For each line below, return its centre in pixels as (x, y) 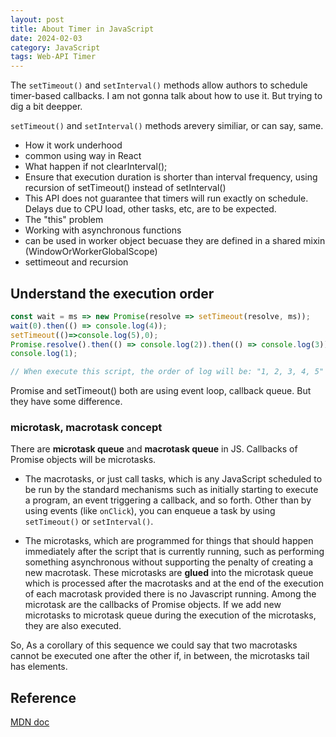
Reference (43, 697)
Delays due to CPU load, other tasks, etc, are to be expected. (150, 209)
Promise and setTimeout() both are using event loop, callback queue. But (161, 391)
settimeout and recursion (76, 262)
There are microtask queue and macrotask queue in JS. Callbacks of (154, 449)
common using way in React (83, 156)
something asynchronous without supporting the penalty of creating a (169, 562)
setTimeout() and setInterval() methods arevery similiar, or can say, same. (167, 126)
